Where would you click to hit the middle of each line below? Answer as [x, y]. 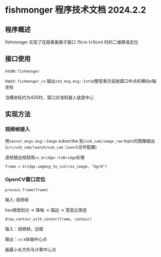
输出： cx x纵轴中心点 [26, 239]
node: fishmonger [22, 71]
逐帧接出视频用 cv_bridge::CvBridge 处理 [45, 157]
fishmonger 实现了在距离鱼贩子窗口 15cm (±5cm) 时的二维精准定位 [72, 42]
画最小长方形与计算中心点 [31, 249]
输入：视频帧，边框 [24, 229]
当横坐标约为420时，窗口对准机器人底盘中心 [49, 97]
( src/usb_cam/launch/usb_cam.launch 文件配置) [51, 147]
